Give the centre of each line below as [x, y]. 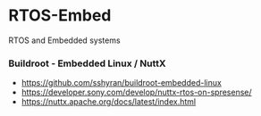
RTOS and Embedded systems [65, 40]
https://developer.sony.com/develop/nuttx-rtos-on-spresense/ [136, 92]
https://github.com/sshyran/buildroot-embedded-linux [122, 83]
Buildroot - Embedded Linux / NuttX [87, 63]
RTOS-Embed [60, 16]
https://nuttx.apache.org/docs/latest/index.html [109, 102]
